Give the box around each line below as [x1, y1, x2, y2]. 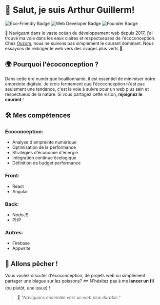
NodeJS [12, 212, 29, 218]
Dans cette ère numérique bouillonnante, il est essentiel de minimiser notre [5, 76, 156, 81]
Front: [5, 172, 20, 179]
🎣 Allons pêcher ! [5, 260, 58, 268]
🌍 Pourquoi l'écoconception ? [5, 61, 99, 69]
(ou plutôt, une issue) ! [5, 285, 50, 291]
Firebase [12, 240, 30, 246]
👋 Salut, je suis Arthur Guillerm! [5, 4, 135, 16]
